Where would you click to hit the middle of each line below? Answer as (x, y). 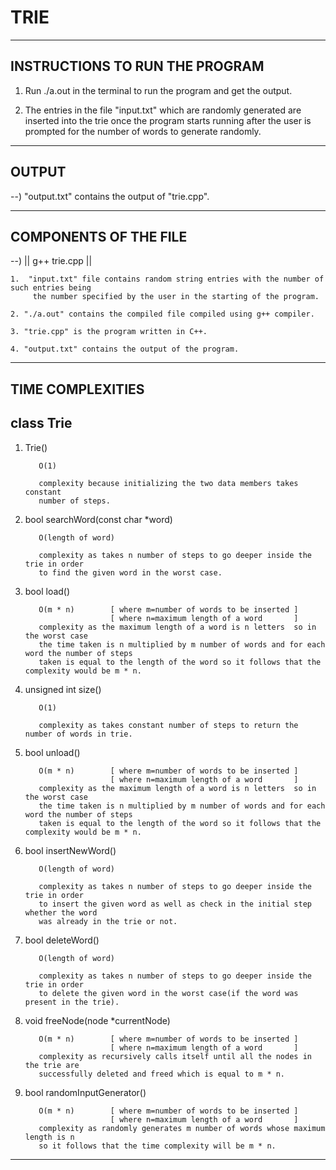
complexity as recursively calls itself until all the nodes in (175, 1056)
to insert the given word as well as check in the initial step (175, 904)
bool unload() (52, 752)
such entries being (51, 288)
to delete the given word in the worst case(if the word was (168, 993)
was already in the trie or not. (108, 921)
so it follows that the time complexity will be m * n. (157, 1146)
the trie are (52, 1065)
